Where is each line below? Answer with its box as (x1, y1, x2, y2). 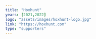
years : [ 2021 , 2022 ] (5, 12, 46, 17)
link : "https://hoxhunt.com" (5, 21, 67, 27)
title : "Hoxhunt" (5, 7, 42, 13)
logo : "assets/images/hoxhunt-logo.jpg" (5, 17, 92, 22)
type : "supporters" (5, 26, 46, 31)
